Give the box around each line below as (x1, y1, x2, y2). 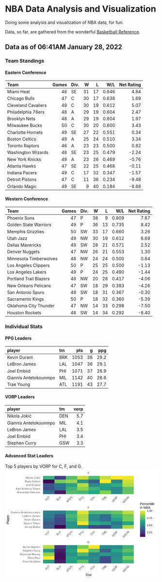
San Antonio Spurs (7, 289, 45, 295)
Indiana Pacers (7, 170, 37, 176)
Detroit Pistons (7, 176, 37, 183)
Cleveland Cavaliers (7, 102, 47, 108)
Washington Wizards (7, 150, 49, 155)
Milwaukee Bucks (7, 122, 42, 128)
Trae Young (7, 381, 31, 387)
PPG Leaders (5, 335, 32, 341)
